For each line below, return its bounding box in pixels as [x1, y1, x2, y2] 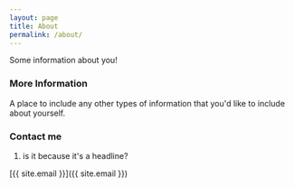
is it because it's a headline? [22, 150, 128, 161]
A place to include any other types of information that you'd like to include [9, 98, 286, 108]
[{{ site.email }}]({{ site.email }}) [9, 168, 128, 179]
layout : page [9, 13, 59, 23]
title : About [9, 22, 59, 31]
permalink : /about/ [9, 30, 83, 39]
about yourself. [9, 108, 66, 118]
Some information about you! [9, 55, 118, 66]
